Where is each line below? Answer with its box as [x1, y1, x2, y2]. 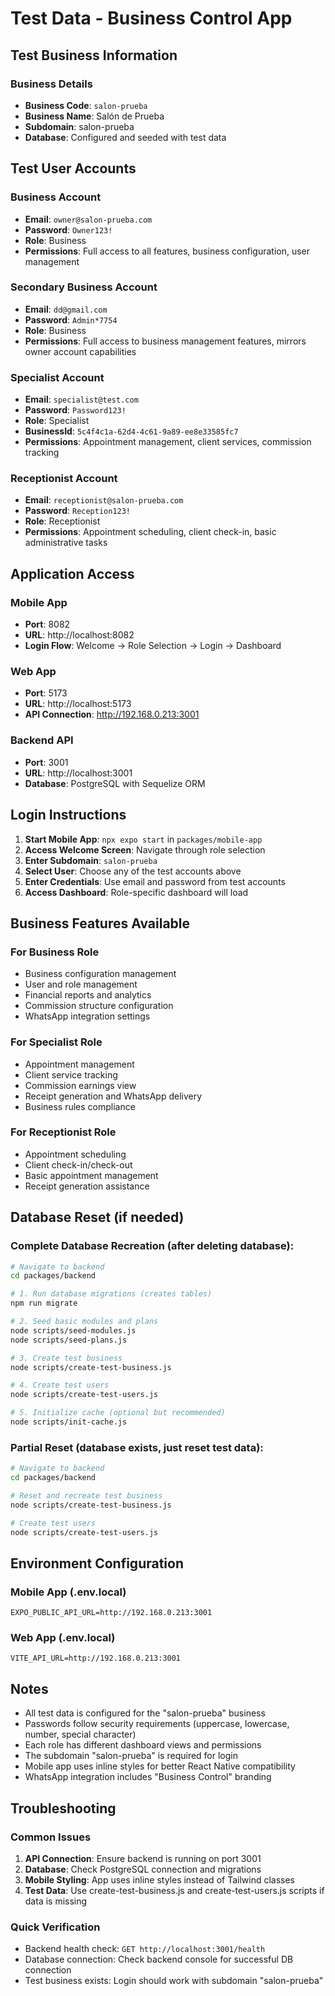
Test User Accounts [10, 160, 137, 177]
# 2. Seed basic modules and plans [10, 1317, 159, 1327]
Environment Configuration [10, 1555, 184, 1572]
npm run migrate [10, 1298, 78, 1309]
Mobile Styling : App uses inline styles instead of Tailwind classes [24, 1873, 296, 1886]
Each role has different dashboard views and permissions [24, 1739, 262, 1751]
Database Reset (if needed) [10, 1209, 185, 1226]
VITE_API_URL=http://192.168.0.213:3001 [10, 1653, 182, 1664]
